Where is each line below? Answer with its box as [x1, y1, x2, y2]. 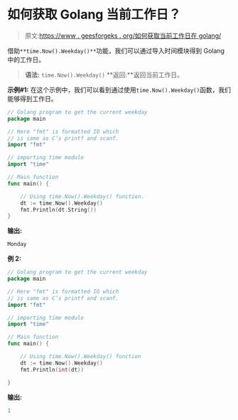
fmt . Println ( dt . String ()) [20, 206, 97, 213]
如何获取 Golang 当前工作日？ [7, 6, 181, 23]
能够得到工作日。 [7, 94, 58, 103]
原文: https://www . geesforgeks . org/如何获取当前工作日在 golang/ [24, 31, 222, 40]
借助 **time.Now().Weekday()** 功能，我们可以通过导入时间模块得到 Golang [7, 46, 225, 55]
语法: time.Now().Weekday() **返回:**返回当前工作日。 [24, 70, 183, 79]
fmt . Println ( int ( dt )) [20, 366, 84, 373]
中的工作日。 [7, 55, 45, 64]
